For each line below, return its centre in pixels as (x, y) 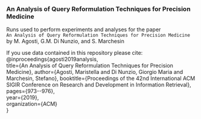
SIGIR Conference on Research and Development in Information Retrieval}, (99, 85)
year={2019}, (23, 97)
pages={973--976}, (31, 91)
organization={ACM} (32, 104)
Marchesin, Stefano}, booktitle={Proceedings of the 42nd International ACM (101, 78)
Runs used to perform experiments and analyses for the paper (84, 29)
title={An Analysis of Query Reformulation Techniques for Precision (90, 66)
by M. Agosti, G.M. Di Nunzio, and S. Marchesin (65, 41)
